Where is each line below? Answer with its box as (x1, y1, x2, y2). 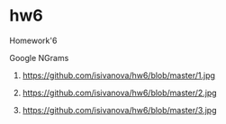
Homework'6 (9, 35, 58, 46)
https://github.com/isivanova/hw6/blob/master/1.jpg (22, 69, 216, 81)
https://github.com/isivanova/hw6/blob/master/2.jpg (22, 87, 218, 98)
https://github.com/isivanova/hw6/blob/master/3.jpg (22, 104, 217, 115)
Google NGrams (9, 52, 69, 63)
